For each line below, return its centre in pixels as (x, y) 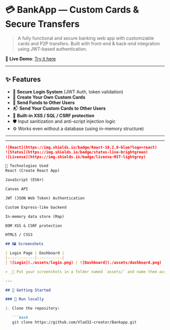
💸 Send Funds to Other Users (44, 103)
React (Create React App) (32, 171)
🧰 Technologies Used (27, 166)
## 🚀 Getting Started (28, 290)
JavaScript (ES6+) (25, 180)
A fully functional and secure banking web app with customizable (86, 38)
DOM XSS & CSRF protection (34, 226)
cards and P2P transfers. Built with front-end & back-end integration (89, 43)
